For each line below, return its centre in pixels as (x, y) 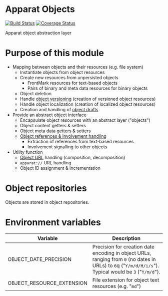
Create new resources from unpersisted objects (69, 77)
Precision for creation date (123, 246)
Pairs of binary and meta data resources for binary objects (87, 88)
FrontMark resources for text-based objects (72, 83)
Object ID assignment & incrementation (60, 168)
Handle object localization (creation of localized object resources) (88, 104)
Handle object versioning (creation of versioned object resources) (88, 99)
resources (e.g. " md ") (117, 286)
